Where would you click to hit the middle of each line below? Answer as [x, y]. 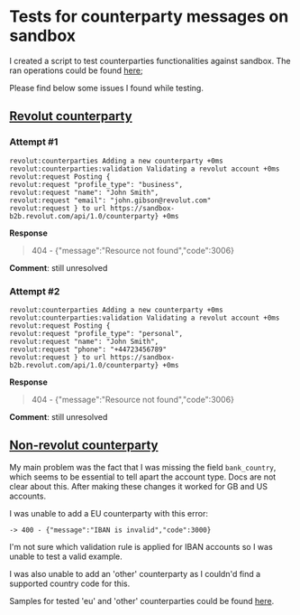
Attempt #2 [35, 291]
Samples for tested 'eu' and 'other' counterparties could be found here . [142, 601]
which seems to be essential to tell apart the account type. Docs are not [143, 477]
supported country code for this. [70, 583]
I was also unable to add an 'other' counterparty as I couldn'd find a [135, 573]
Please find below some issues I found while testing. [107, 88]
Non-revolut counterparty [84, 446]
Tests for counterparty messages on [149, 17]
